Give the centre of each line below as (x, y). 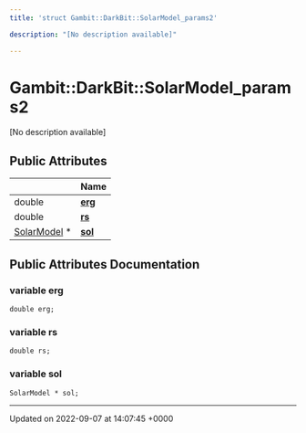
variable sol (36, 374)
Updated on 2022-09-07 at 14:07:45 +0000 (92, 418)
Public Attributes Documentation (105, 264)
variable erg (36, 290)
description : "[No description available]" (93, 34)
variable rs (34, 332)
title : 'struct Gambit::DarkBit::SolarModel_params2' (114, 18)
